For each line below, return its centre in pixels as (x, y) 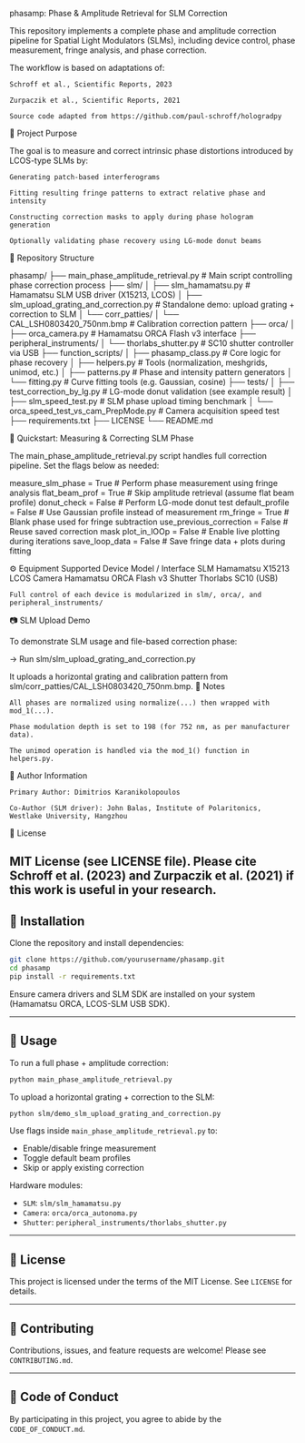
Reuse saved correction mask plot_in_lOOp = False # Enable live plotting (144, 531)
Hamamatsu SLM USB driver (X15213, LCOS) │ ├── (106, 295)
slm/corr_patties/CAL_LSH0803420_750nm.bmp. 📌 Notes (117, 686)
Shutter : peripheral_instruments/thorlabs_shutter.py (124, 1223)
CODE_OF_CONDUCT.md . (47, 1428)
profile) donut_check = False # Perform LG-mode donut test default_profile (149, 503)
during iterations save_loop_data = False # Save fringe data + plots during (148, 541)
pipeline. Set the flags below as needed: (84, 465)
